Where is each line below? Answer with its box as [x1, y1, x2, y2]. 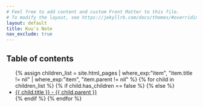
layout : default [6, 20, 47, 26]
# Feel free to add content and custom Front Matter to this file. [6, 8, 180, 15]
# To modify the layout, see [6, 14, 80, 20]
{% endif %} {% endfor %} [14, 94, 82, 102]
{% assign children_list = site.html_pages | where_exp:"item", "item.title [14, 69, 193, 76]
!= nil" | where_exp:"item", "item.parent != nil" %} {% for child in [14, 76, 174, 83]
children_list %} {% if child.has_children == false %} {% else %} [14, 82, 175, 89]
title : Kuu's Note [6, 25, 53, 32]
